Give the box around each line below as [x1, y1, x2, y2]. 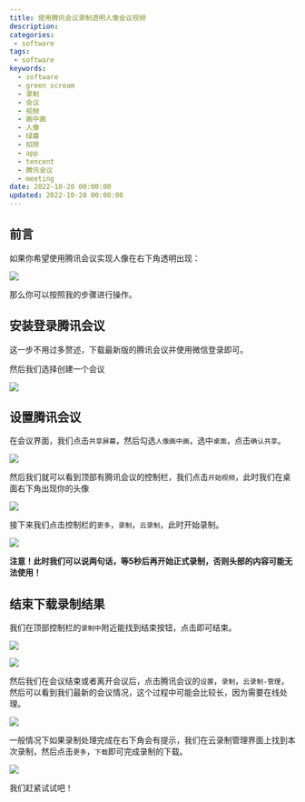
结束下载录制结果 [9, 596, 105, 612]
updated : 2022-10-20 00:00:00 [9, 191, 124, 200]
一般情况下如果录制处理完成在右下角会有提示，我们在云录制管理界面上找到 [9, 735, 288, 746]
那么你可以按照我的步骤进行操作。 [9, 288, 137, 300]
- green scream [17, 81, 75, 90]
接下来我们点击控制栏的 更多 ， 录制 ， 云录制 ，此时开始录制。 [9, 519, 224, 530]
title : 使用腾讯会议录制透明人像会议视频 [9, 13, 147, 23]
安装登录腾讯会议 [9, 318, 105, 334]
